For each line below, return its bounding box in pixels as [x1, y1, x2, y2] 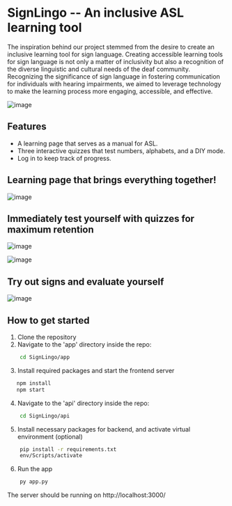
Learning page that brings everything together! [7, 174, 217, 186]
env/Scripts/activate [20, 452, 82, 459]
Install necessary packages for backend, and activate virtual [17, 425, 190, 433]
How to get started [7, 315, 90, 326]
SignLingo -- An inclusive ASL [7, 5, 185, 21]
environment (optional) [17, 432, 84, 441]
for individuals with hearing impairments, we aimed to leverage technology [7, 79, 222, 88]
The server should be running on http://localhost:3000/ [7, 491, 166, 499]
